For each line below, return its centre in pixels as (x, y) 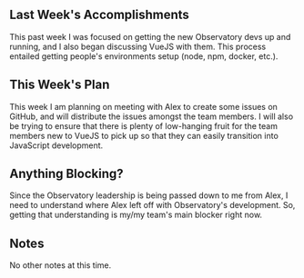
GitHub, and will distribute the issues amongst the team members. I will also (152, 116)
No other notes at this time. (61, 265)
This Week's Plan (60, 85)
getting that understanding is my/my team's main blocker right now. (136, 215)
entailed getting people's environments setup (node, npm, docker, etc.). (144, 56)
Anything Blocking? (67, 174)
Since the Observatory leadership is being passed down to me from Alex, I (149, 195)
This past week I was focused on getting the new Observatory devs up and (150, 36)
